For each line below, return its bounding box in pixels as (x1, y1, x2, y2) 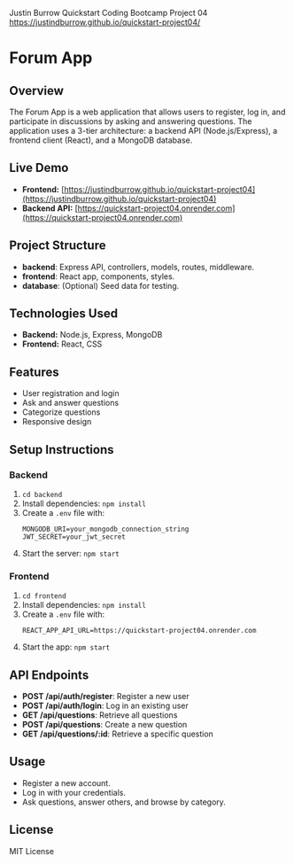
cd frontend (21, 592, 66, 601)
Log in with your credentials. (21, 787, 127, 798)
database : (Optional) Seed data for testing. (21, 280, 180, 291)
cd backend (21, 490, 63, 499)
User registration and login (21, 388, 120, 399)
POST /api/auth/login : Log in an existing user (21, 700, 189, 712)
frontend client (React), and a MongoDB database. (9, 135, 193, 145)
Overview (9, 83, 65, 98)
